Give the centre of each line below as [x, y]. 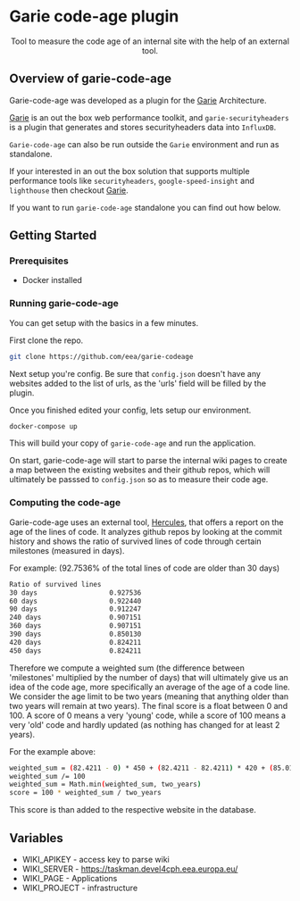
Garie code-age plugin [94, 17]
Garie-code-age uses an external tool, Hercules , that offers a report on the [146, 522]
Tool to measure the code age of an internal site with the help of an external [150, 41]
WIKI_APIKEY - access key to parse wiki [96, 859]
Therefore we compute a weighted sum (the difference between [127, 668]
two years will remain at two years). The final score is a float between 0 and [149, 705]
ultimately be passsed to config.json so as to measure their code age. [139, 480]
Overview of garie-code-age [91, 79]
